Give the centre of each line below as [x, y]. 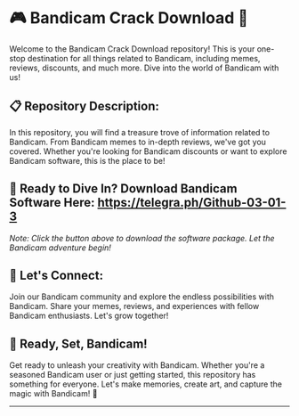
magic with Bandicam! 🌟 [53, 394]
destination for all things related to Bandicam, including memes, [144, 58]
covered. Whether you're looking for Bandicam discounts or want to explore [148, 151]
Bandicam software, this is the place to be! [87, 160]
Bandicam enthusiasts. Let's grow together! [89, 316]
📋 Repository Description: [85, 106]
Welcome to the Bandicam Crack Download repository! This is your [132, 49]
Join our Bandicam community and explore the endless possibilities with [141, 297]
